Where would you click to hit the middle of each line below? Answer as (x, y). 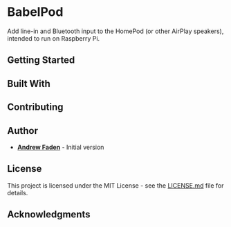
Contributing (35, 107)
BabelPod (35, 12)
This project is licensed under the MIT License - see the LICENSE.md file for (115, 185)
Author (22, 131)
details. (18, 193)
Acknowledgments (49, 215)
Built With (29, 83)
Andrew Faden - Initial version (61, 147)
